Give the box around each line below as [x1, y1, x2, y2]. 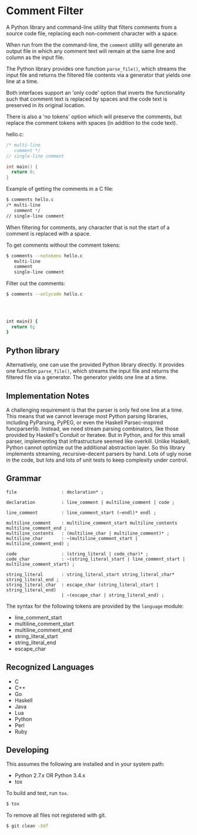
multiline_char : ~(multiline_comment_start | [6, 535, 138, 541]
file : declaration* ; [6, 489, 104, 495]
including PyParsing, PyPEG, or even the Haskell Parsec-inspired [6, 419, 163, 426]
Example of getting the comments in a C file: [6, 185, 113, 193]
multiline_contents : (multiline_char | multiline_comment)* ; [6, 530, 169, 536]
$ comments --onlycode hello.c [6, 291, 83, 297]
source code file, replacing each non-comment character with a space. [6, 29, 178, 37]
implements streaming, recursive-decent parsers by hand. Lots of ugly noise [6, 450, 192, 457]
